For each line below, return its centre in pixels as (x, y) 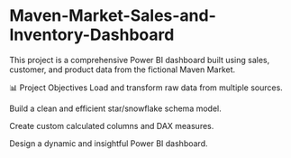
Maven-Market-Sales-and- (113, 16)
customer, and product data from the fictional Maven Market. (123, 70)
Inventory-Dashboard (92, 35)
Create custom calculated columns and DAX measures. (112, 125)
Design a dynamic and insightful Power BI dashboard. (109, 143)
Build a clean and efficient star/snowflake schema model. (116, 108)
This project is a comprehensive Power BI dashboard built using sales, (140, 60)
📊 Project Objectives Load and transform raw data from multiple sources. (146, 88)
